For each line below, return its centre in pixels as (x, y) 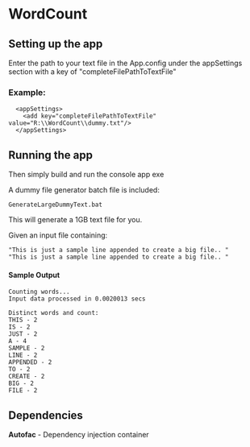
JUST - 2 (23, 334)
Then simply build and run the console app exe (86, 175)
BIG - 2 (21, 383)
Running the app (50, 155)
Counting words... (39, 292)
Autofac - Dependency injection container (79, 435)
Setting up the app (56, 44)
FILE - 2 (23, 391)
